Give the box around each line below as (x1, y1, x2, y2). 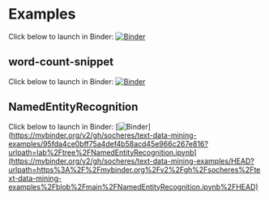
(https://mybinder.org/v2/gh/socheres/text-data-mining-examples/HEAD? (8, 155, 255, 166)
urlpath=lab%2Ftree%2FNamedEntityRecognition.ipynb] (8, 147, 197, 157)
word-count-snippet (8, 55, 114, 69)
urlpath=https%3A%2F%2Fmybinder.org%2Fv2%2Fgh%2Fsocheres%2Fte (8, 164, 261, 174)
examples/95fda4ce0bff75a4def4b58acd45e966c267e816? (8, 138, 209, 148)
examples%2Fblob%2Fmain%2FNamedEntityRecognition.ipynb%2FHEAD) (8, 181, 258, 191)
